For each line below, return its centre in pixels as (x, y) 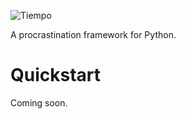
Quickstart (56, 75)
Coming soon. (39, 102)
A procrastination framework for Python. (93, 34)
